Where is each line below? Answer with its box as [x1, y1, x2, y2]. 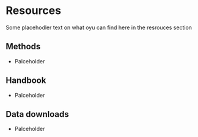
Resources [5, 4, 62, 18]
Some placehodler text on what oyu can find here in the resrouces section [5, 24, 193, 31]
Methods [5, 41, 41, 52]
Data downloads [5, 109, 70, 119]
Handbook [5, 76, 46, 86]
